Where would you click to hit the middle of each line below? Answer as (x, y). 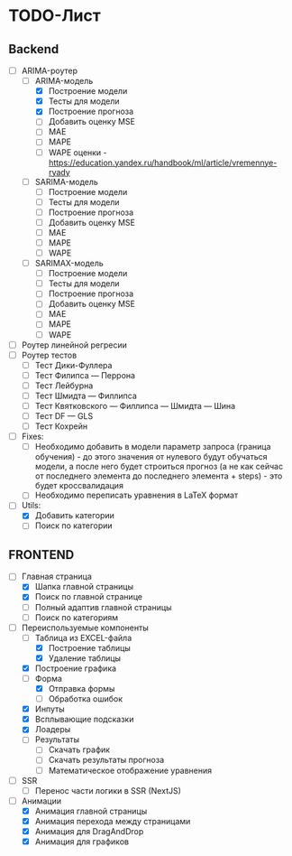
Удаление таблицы (85, 658)
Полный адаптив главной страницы (103, 607)
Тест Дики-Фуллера (73, 365)
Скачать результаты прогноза (106, 760)
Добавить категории (74, 516)
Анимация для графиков (82, 842)
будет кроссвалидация (79, 486)
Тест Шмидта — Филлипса (86, 395)
